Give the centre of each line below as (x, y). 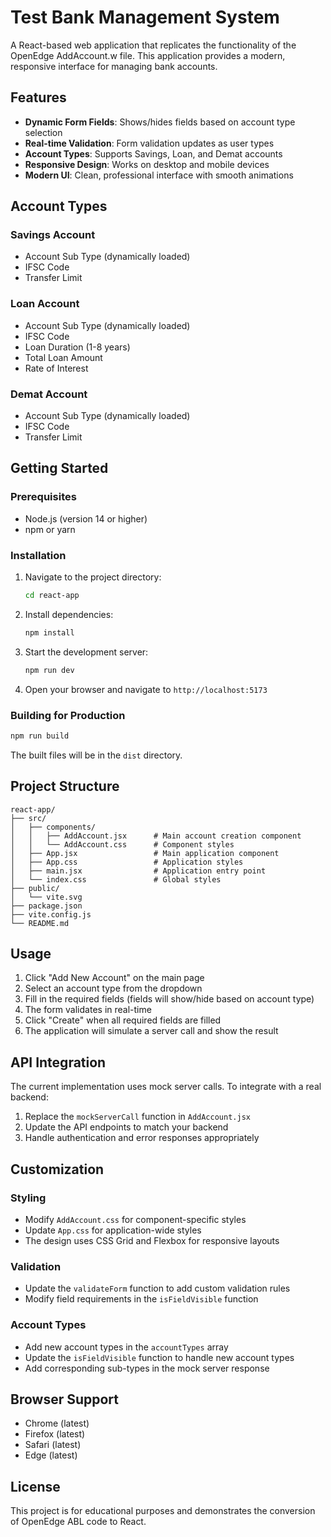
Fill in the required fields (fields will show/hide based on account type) (169, 999)
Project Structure (65, 786)
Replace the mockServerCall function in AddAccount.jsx (137, 1117)
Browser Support (65, 1399)
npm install (49, 632)
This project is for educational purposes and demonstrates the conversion (163, 1511)
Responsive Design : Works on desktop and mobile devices (147, 164)
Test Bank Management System (145, 17)
